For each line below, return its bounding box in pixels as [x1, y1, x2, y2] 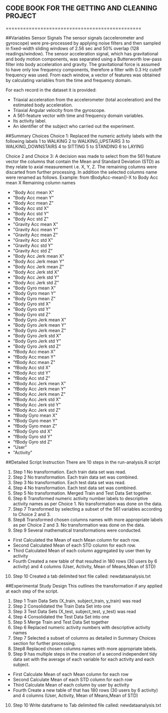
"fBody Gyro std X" [12, 428, 53, 434]
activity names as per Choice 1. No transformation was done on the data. [12, 501, 163, 507]
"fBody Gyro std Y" [12, 433, 53, 439]
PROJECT [5, 12, 37, 20]
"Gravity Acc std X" [12, 237, 53, 243]
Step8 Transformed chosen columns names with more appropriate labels [12, 517, 163, 523]
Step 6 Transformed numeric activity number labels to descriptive [12, 495, 149, 501]
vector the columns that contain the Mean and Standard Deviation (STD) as [5, 158, 160, 164]
